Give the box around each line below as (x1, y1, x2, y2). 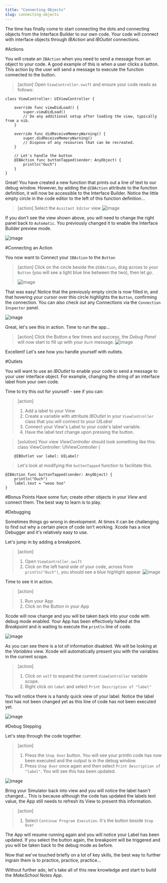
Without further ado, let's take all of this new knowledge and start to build (5, 867, 156, 873)
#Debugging (5, 509, 31, 515)
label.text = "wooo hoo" (14, 481, 66, 486)
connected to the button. (5, 71, 56, 77)
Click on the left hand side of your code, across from (24, 563, 133, 570)
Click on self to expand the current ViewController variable (24, 673, 148, 679)
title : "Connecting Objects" (5, 7, 66, 12)
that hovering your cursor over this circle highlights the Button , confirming (5, 294, 157, 300)
